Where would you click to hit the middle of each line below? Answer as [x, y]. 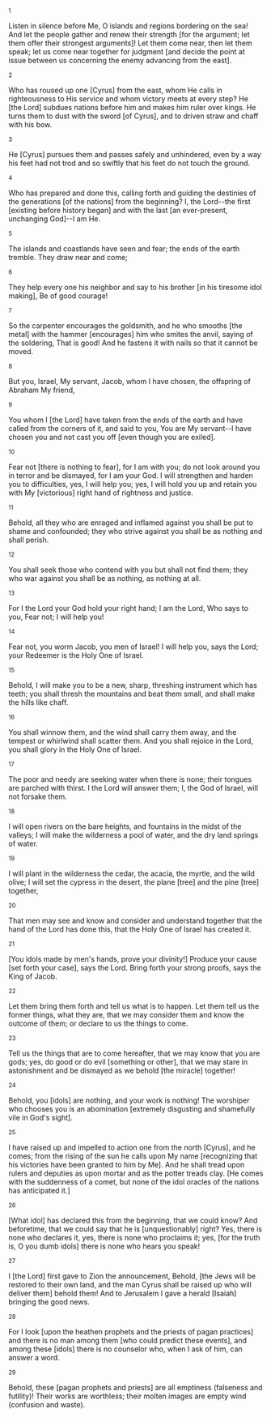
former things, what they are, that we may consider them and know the [127, 1015]
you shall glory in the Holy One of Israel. [75, 749]
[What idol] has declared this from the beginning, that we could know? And [133, 1220]
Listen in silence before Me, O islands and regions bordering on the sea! [128, 26]
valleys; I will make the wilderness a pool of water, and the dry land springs [133, 835]
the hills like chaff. [38, 702]
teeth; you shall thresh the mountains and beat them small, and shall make [132, 694]
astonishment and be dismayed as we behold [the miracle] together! [122, 1070]
